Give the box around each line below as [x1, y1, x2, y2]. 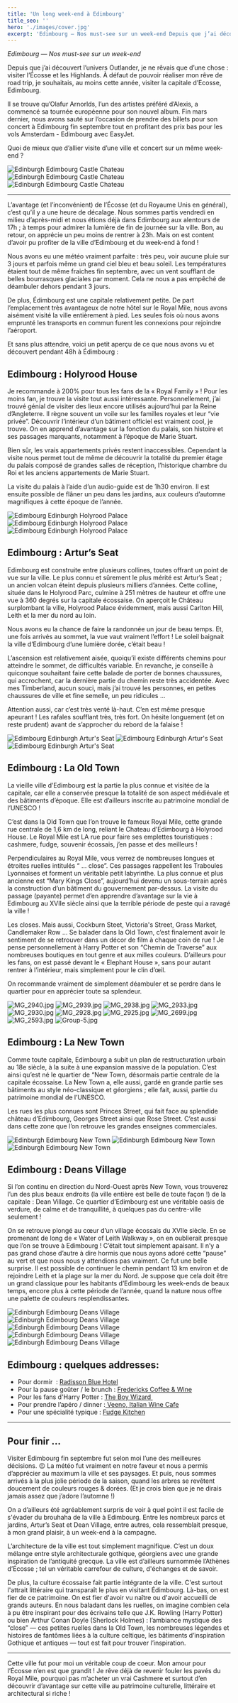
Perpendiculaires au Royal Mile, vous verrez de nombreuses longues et [7, 854, 215, 862]
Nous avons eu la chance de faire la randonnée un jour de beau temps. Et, [7, 624, 224, 633]
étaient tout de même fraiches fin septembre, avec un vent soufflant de [7, 267, 215, 276]
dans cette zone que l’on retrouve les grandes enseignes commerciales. [7, 1121, 217, 1130]
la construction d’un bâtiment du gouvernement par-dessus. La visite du [7, 883, 218, 892]
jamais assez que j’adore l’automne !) [7, 1491, 115, 1500]
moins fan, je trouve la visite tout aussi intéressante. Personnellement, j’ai [7, 395, 221, 403]
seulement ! [7, 1212, 42, 1222]
